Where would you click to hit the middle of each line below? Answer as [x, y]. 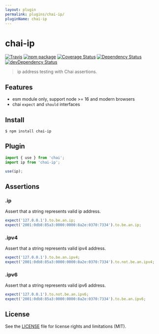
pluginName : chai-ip [26, 19]
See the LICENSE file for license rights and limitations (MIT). [66, 326]
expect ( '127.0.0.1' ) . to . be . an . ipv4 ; [42, 258]
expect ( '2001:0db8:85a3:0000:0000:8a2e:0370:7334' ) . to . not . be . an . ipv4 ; [80, 262]
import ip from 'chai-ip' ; [33, 162]
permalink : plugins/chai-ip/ [35, 14]
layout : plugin [21, 10]
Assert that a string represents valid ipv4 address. [56, 248]
